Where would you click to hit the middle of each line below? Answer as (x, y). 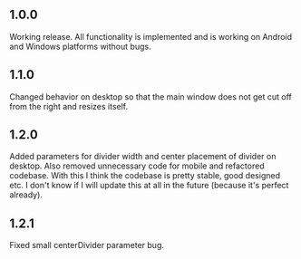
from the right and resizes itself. (69, 106)
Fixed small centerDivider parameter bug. (87, 245)
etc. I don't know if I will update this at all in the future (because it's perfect (149, 186)
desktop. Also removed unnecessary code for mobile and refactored (137, 166)
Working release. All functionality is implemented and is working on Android (151, 36)
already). (26, 195)
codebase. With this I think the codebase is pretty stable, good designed (145, 176)
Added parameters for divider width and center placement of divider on (143, 157)
